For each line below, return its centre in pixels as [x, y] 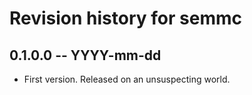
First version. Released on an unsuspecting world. [127, 79]
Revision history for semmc [125, 18]
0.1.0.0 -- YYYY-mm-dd [85, 55]
